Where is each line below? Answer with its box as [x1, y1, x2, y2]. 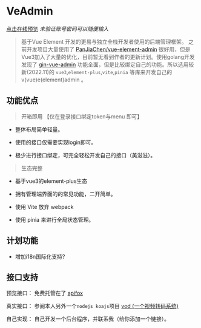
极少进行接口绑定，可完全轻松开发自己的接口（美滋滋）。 [15, 151, 156, 159]
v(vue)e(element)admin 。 [21, 76, 87, 83]
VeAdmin [6, 4, 53, 18]
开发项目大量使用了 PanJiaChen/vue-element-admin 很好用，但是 [26, 46, 191, 53]
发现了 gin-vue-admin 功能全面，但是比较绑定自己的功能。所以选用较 [21, 61, 194, 68]
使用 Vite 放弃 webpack [15, 203, 74, 210]
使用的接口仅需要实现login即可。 [15, 138, 97, 146]
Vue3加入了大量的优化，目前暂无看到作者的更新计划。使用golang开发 [21, 53, 195, 60]
